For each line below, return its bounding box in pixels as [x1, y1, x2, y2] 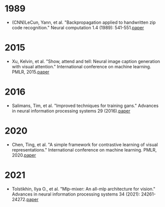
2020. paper [11, 152, 36, 158]
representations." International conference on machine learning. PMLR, [11, 147, 157, 153]
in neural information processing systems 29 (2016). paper [11, 107, 131, 114]
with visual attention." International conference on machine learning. [11, 63, 152, 69]
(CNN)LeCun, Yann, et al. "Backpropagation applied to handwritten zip [11, 19, 156, 25]
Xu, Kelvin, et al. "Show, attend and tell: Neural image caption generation [11, 58, 161, 64]
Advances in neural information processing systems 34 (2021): [11, 191, 140, 197]
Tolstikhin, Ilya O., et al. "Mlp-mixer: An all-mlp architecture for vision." [11, 186, 156, 192]
